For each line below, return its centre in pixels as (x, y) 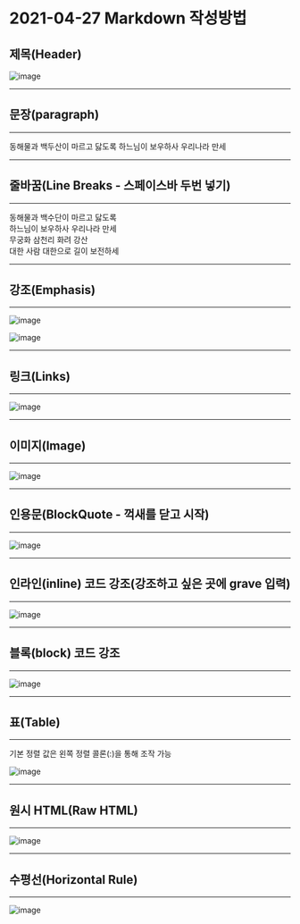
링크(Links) (40, 376)
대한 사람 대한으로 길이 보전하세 (64, 250)
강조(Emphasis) (53, 290)
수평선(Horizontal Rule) (74, 880)
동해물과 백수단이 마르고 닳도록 (63, 217)
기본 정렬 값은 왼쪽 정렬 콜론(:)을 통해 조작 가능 (91, 754)
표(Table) (35, 722)
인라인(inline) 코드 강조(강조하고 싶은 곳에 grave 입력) (150, 584)
